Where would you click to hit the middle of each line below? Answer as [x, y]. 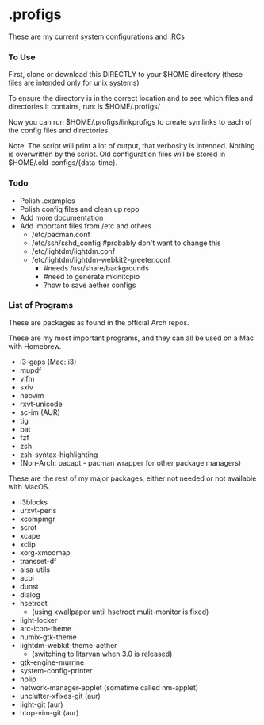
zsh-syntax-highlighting [59, 455]
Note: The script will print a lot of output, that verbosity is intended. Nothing [132, 146]
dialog [30, 595]
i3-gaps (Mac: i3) [48, 362]
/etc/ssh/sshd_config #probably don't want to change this [126, 243]
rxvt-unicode [41, 404]
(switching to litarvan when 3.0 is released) [102, 654]
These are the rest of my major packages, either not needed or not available [132, 478]
